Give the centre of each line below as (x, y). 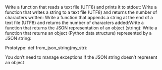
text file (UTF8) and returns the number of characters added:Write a (75, 23)
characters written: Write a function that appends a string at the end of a (79, 17)
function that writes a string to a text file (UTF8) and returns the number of (81, 12)
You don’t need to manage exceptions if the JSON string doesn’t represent (81, 57)
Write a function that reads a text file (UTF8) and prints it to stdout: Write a (81, 7)
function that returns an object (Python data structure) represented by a (79, 33)
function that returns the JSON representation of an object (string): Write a (81, 28)
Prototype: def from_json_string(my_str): (46, 48)
